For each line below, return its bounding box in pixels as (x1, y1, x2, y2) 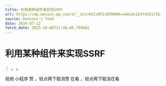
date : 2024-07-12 (5, 21, 41, 26)
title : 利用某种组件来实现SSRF (5, 7, 63, 12)
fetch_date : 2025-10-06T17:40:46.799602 (5, 26, 90, 30)
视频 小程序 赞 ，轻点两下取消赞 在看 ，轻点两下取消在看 (5, 76, 120, 82)
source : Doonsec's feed (5, 16, 54, 21)
